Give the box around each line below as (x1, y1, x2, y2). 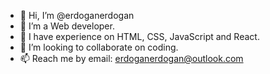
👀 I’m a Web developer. (19, 20, 115, 32)
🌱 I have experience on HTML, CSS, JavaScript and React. (19, 31, 260, 42)
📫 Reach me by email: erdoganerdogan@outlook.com (19, 53, 244, 64)
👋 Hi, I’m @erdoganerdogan (19, 10, 135, 21)
